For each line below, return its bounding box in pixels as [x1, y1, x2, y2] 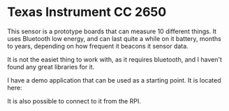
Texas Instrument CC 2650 [7, 4, 167, 20]
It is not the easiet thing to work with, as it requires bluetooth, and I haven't [7, 55, 222, 63]
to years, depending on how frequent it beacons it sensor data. [7, 42, 189, 50]
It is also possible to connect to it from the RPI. [7, 96, 141, 105]
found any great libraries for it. [7, 62, 95, 71]
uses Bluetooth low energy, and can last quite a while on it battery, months [7, 34, 221, 42]
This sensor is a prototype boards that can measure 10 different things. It [7, 27, 217, 35]
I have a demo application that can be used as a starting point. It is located [7, 76, 221, 84]
